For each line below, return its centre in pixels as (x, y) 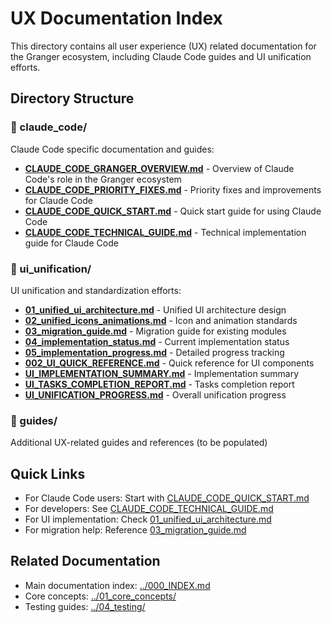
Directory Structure (72, 98)
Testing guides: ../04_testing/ (85, 606)
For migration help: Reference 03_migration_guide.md (135, 530)
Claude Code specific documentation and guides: (112, 149)
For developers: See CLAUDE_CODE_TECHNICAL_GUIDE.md (149, 509)
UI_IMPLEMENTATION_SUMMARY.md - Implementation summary (162, 373)
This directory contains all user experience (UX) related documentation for (163, 46)
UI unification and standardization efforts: (96, 290)
